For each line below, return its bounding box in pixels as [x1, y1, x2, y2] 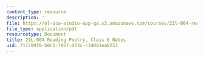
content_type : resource [6, 8, 67, 15]
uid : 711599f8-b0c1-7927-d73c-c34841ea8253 [6, 43, 118, 49]
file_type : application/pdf [6, 25, 78, 32]
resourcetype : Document [6, 31, 67, 37]
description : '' [6, 14, 47, 21]
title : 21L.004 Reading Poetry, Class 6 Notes [6, 37, 126, 43]
